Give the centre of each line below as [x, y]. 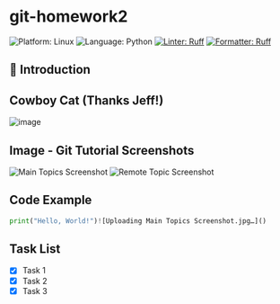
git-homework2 [69, 17]
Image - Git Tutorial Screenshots [102, 150]
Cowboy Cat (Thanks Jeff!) [87, 100]
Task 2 [35, 281]
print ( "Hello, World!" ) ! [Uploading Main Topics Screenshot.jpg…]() [138, 221]
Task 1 [34, 271]
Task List [35, 249]
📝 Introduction [50, 70]
